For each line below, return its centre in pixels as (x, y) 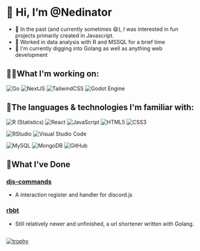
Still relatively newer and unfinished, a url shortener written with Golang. (105, 224)
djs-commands (29, 181)
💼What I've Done (38, 164)
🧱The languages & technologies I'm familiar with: (100, 107)
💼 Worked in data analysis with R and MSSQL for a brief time (90, 42)
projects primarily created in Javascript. (64, 35)
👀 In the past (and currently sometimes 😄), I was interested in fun (97, 29)
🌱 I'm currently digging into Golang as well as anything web (89, 48)
